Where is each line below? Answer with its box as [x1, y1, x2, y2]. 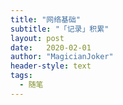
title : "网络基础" [10, 14, 82, 25]
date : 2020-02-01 [10, 42, 92, 53]
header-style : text [10, 61, 92, 71]
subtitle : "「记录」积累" [10, 24, 110, 34]
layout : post [10, 33, 65, 43]
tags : [10, 71, 33, 81]
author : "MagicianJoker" [10, 52, 114, 62]
